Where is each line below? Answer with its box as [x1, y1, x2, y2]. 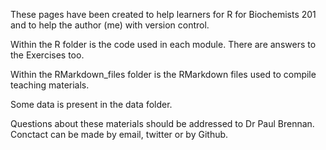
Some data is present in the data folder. [10, 99, 173, 110]
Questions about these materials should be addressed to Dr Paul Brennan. [10, 118, 315, 129]
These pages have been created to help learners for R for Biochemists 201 [10, 9, 317, 20]
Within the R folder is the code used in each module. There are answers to [10, 39, 317, 50]
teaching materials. [10, 79, 90, 91]
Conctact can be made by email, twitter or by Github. [10, 129, 229, 140]
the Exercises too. [10, 49, 85, 61]
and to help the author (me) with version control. [10, 19, 210, 31]
